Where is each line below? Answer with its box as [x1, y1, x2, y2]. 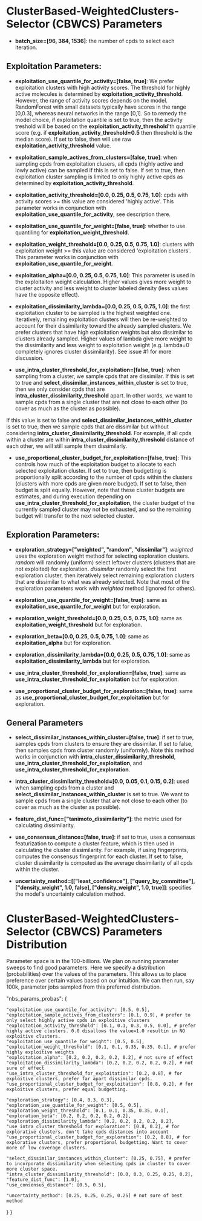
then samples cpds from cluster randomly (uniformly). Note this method [15, 746, 194, 754]
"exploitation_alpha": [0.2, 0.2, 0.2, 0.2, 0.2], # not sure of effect [6, 1055, 194, 1061]
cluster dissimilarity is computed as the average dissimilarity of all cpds [15, 859, 194, 867]
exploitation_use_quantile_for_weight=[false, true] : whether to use [15, 222, 186, 229]
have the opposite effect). [15, 291, 80, 298]
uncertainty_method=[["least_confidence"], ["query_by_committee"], [15, 878, 195, 885]
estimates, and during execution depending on [15, 493, 131, 500]
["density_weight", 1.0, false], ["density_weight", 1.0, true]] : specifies [15, 884, 192, 891]
